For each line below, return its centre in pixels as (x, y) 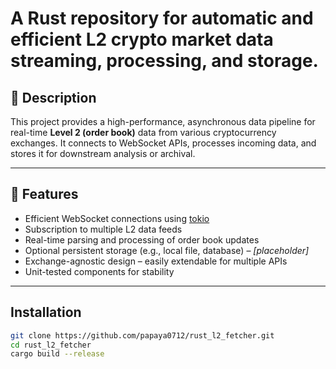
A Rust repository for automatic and (162, 18)
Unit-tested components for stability (99, 271)
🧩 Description (53, 97)
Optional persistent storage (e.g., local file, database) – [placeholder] (167, 250)
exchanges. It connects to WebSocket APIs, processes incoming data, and (163, 143)
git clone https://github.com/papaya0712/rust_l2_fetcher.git (142, 335)
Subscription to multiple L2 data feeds (103, 229)
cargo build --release (57, 354)
